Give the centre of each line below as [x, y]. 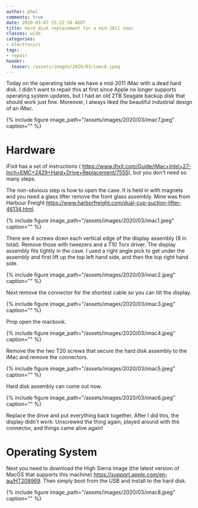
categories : [21, 39]
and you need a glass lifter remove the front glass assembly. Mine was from [98, 197]
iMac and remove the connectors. [47, 357]
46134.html [20, 209]
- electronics [24, 45]
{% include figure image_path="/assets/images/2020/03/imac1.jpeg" [90, 221]
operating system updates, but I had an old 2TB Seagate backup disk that [95, 96]
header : [16, 61]
